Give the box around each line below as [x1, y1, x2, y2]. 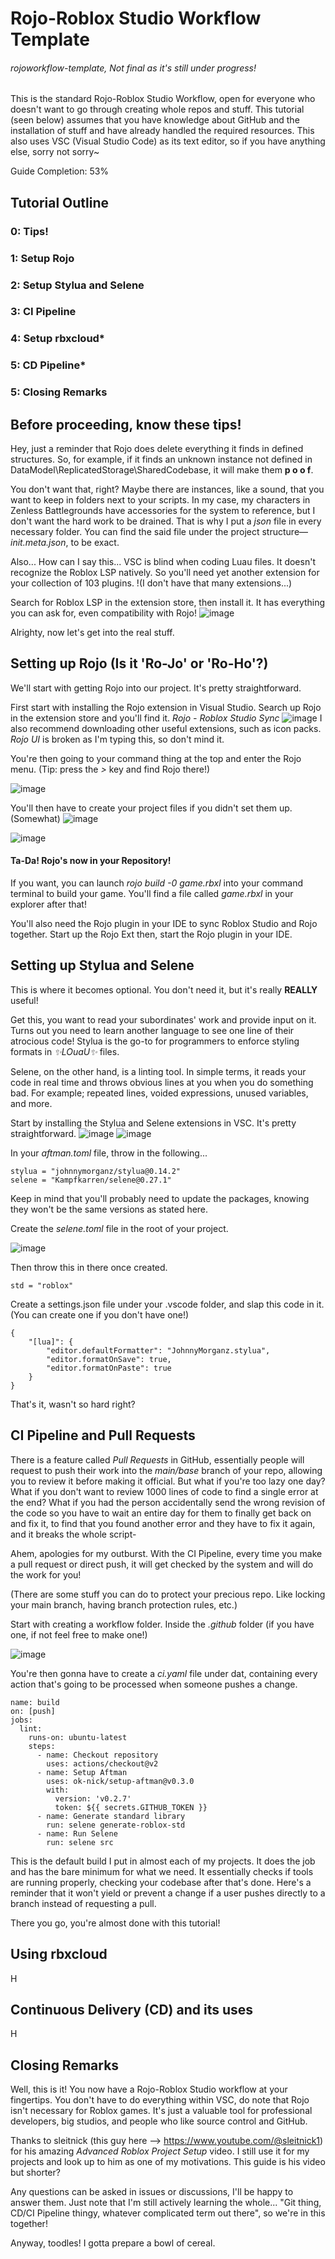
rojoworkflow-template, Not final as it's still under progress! [10, 62, 257, 74]
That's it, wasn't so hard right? [10, 1398, 136, 1410]
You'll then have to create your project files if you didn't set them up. [10, 802, 293, 814]
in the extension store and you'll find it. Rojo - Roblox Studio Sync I [10, 712, 323, 724]
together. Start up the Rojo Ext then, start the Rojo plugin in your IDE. [10, 928, 293, 941]
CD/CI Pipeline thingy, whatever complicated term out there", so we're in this [10, 2207, 326, 2219]
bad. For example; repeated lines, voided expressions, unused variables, [10, 1087, 309, 1099]
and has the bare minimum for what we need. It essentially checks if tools [10, 1865, 314, 1877]
